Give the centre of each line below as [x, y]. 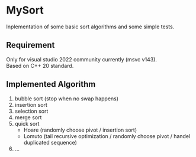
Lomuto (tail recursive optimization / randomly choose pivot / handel [107, 136]
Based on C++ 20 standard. [40, 66]
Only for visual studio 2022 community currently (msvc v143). [81, 59]
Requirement [30, 45]
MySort [25, 10]
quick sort [27, 123]
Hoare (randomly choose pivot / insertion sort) [80, 130]
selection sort [31, 111]
